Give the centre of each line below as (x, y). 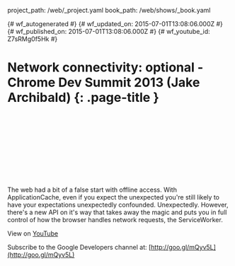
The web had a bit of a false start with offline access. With (92, 190)
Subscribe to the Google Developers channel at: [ (79, 247)
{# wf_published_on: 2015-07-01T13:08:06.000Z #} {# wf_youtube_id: (109, 31)
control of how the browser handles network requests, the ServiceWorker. (115, 219)
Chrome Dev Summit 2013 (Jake (104, 82)
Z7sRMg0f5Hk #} (33, 39)
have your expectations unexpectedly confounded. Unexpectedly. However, (118, 204)
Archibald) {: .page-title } (83, 98)
